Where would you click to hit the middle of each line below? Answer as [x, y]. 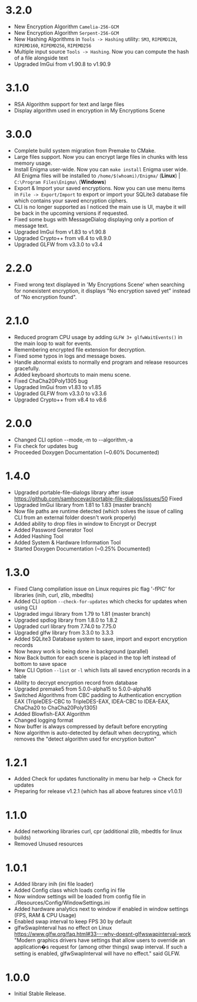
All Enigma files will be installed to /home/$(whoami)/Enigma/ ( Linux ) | [97, 175]
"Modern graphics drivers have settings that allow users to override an [100, 940]
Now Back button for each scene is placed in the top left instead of [95, 658]
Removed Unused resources [49, 844]
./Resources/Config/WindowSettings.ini [62, 903]
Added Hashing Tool [39, 536]
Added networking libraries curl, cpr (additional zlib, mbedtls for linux [98, 831]
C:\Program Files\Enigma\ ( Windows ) [60, 182]
